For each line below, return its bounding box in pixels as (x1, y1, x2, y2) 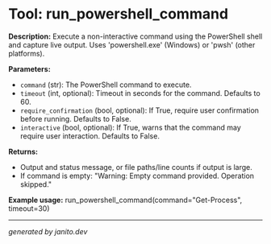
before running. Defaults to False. (19, 114, 131, 123)
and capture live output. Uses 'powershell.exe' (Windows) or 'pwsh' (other (8, 39, 256, 49)
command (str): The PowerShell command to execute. (19, 80, 192, 89)
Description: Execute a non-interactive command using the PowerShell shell (8, 31, 263, 41)
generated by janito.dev (8, 226, 88, 236)
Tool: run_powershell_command (8, 5, 228, 23)
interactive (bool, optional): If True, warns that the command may (19, 122, 242, 132)
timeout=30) (8, 203, 50, 213)
